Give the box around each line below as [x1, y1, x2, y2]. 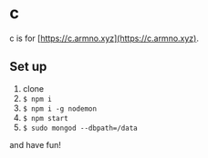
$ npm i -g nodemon [22, 104, 98, 114]
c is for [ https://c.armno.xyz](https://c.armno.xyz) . [9, 33, 199, 44]
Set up [9, 59, 47, 74]
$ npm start [22, 114, 68, 123]
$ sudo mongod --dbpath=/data [22, 123, 139, 133]
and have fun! [9, 139, 62, 150]
